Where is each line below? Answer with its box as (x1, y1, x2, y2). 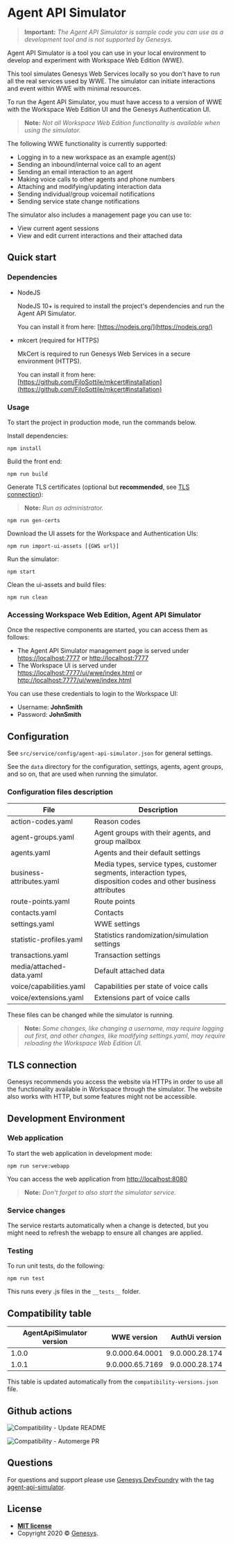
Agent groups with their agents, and (94, 828, 212, 838)
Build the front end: (7, 457, 62, 465)
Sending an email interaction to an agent (17, 167, 133, 176)
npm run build (7, 470, 49, 477)
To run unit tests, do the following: (7, 1262, 105, 1270)
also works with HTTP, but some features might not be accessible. (7, 1093, 197, 1101)
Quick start (7, 251, 57, 263)
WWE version (111, 1332, 158, 1342)
